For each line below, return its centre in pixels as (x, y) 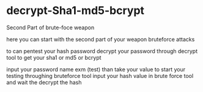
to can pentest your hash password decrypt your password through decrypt (102, 51)
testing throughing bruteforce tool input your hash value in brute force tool (100, 76)
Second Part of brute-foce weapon (50, 27)
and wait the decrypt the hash (44, 82)
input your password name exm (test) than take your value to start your (96, 69)
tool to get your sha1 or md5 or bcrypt (54, 57)
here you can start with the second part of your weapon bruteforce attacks (101, 39)
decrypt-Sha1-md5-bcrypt (76, 11)
